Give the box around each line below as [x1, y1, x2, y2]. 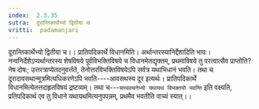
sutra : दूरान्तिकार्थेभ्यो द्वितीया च [8, 19, 91, 27]
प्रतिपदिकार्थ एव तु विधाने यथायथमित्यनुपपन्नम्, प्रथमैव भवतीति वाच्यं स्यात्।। [8, 92, 193, 101]
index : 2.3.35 [8, 11, 58, 20]
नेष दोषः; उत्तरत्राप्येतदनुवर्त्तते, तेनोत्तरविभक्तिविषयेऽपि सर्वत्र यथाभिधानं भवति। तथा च [8, 65, 214, 74]
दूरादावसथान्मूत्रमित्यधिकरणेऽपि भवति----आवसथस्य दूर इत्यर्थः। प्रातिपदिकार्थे [8, 74, 197, 83]
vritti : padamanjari [8, 26, 80, 34]
